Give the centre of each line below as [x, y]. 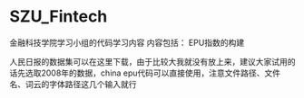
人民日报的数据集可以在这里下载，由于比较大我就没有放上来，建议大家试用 [148, 61]
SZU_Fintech [59, 17]
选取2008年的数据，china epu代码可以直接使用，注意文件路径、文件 [153, 73]
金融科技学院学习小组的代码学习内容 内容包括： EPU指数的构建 [127, 42]
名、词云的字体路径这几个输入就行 [73, 84]
